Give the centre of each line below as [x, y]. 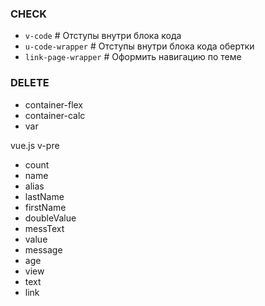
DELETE [30, 83]
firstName [45, 207]
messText [44, 228]
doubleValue [50, 218]
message [43, 249]
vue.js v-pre [35, 145]
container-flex [54, 104]
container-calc [55, 115]
